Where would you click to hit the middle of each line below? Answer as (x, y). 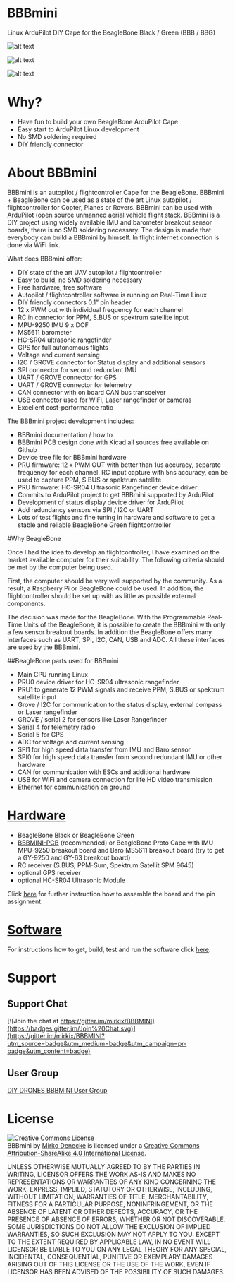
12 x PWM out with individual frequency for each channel (100, 309)
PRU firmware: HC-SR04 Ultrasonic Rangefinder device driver (107, 487)
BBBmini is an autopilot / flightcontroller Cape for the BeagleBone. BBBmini (116, 192)
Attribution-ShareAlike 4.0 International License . (77, 1153)
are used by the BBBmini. (44, 647)
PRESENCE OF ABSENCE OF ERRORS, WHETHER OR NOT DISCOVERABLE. (116, 1219)
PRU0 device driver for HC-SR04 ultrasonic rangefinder (98, 682)
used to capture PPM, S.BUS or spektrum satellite (89, 480)
